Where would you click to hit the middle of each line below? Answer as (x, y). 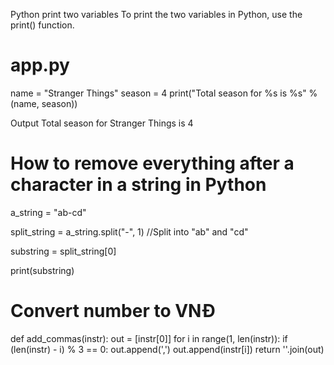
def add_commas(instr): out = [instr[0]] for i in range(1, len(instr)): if (149, 338)
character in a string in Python (138, 185)
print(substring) (42, 270)
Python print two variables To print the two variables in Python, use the (156, 14)
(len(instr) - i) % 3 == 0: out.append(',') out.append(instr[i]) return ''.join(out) (167, 349)
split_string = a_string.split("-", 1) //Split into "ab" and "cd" (129, 231)
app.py (40, 65)
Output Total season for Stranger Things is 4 (102, 123)
